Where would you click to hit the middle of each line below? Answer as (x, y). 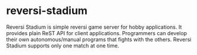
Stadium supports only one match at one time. (63, 46)
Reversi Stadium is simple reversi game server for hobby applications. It (94, 27)
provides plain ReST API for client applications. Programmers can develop (97, 33)
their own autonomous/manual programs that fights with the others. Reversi (99, 39)
